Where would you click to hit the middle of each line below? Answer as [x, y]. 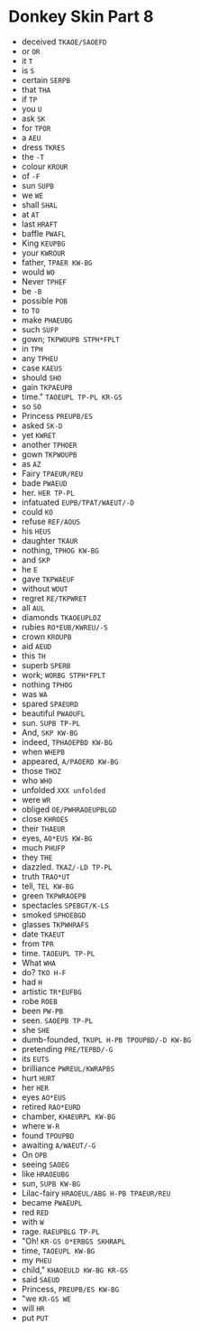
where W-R [41, 1125]
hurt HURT [38, 1077]
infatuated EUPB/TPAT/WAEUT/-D [77, 502]
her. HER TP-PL [48, 492]
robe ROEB [39, 1001]
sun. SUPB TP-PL [51, 722]
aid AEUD [36, 646]
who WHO [37, 780]
